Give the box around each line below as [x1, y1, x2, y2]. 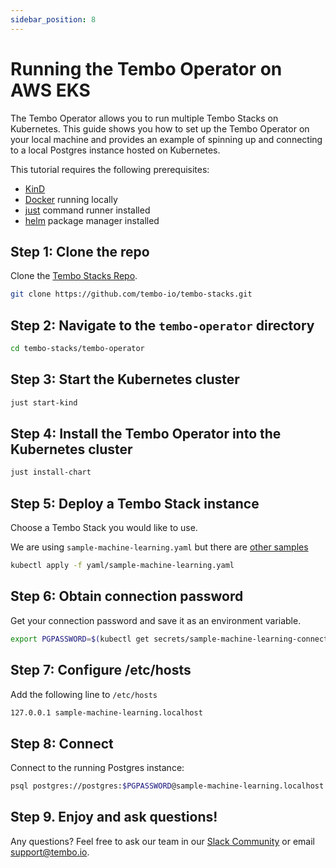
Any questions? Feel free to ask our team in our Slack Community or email [10, 835, 315, 847]
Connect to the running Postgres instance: [10, 762, 185, 774]
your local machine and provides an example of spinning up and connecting [10, 133, 323, 145]
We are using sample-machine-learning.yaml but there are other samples [10, 541, 309, 553]
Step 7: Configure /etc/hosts [10, 662, 192, 679]
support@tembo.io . [10, 846, 90, 858]
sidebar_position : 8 [10, 14, 97, 25]
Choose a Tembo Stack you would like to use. [10, 522, 198, 534]
